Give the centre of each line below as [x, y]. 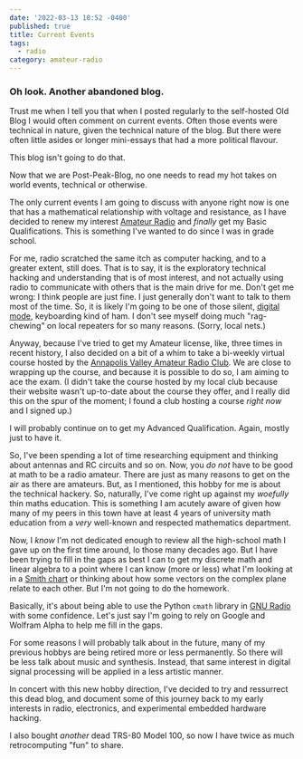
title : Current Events [52, 34]
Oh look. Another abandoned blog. [87, 91]
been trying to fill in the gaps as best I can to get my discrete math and [141, 560]
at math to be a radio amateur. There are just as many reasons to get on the [150, 475]
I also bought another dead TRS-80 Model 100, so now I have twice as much [152, 735]
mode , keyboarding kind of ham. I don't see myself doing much [128, 316]
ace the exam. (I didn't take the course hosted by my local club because [144, 382]
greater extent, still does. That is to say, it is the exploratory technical [138, 268]
